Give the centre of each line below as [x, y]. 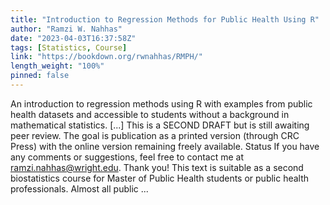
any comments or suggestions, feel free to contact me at [127, 157]
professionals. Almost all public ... [79, 188]
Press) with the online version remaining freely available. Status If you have [165, 146]
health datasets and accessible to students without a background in [150, 114]
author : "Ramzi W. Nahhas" [66, 29]
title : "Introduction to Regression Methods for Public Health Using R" [165, 19]
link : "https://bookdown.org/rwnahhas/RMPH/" [106, 57]
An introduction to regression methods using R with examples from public [161, 103]
